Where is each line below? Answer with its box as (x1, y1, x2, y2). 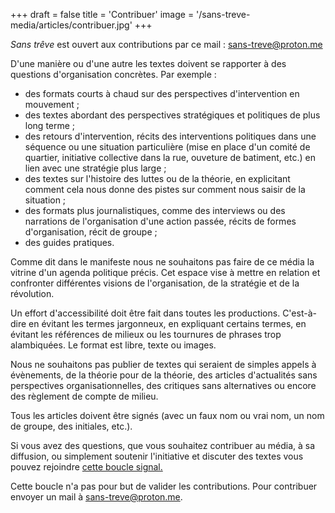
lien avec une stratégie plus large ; (24, 162, 167, 174)
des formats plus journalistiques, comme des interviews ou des (24, 205, 286, 216)
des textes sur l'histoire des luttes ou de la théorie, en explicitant (24, 173, 291, 184)
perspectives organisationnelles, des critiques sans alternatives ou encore (10, 380, 317, 391)
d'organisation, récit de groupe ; (24, 226, 158, 238)
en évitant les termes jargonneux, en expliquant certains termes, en (28, 318, 307, 329)
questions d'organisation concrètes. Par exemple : (10, 69, 217, 80)
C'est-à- (282, 307, 317, 319)
